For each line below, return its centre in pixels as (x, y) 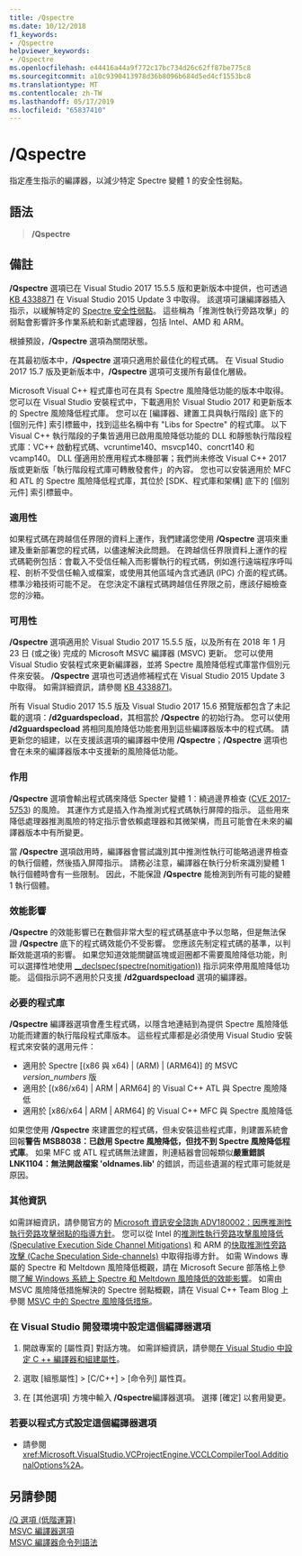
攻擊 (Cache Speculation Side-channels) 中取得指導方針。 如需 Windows (144, 1256)
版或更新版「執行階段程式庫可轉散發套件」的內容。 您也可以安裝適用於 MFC (151, 469)
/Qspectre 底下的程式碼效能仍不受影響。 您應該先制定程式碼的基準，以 (151, 943)
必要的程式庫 (37, 1002)
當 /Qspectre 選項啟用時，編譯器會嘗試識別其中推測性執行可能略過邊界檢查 (149, 851)
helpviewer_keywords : (50, 51)
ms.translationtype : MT (54, 85)
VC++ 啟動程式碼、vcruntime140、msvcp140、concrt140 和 (143, 446)
